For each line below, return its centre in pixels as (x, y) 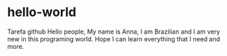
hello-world (42, 12)
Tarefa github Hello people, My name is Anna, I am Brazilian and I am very (114, 31)
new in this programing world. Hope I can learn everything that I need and (114, 38)
